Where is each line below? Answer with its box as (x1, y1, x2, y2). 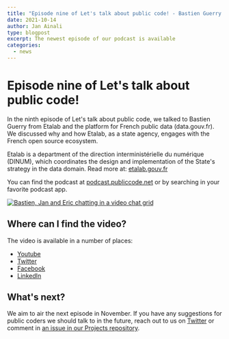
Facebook (16, 264, 46, 273)
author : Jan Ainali (7, 23, 63, 29)
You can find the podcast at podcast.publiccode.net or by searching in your (7, 177, 220, 186)
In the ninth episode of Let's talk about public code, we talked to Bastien (7, 114, 211, 123)
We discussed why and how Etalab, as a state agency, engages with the (7, 129, 210, 138)
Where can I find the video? (7, 218, 127, 230)
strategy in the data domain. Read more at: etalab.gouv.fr (7, 164, 168, 173)
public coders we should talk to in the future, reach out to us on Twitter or (7, 316, 215, 325)
